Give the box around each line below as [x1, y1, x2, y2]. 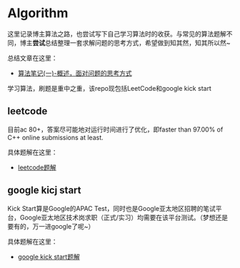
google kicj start [7, 184, 81, 197]
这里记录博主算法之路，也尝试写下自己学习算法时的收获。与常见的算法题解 [7, 29, 226, 38]
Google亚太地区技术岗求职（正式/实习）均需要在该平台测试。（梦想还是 [19, 213, 229, 222]
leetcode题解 [17, 163, 57, 172]
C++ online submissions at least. [7, 133, 104, 142]
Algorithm [7, 5, 69, 21]
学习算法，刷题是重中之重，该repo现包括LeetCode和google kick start [7, 84, 212, 92]
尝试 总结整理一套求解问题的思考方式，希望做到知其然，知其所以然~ [32, 38, 231, 47]
